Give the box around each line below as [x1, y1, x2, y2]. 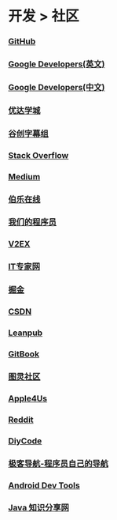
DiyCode [8, 435, 42, 447]
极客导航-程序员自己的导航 [8, 458, 108, 469]
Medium [8, 171, 41, 182]
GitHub [8, 36, 36, 47]
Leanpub [8, 327, 43, 338]
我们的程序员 [8, 217, 57, 228]
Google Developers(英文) [8, 58, 105, 70]
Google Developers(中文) [8, 81, 105, 92]
